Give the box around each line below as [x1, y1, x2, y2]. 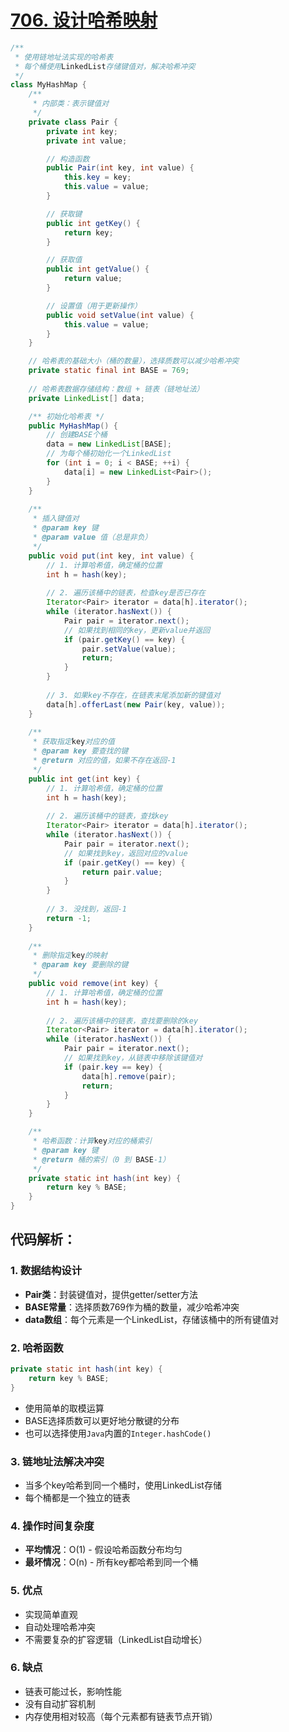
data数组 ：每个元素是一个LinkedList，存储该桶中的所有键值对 [24, 1313, 280, 1325]
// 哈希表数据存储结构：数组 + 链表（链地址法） [28, 384, 205, 394]
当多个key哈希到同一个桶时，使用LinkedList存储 [24, 1479, 222, 1491]
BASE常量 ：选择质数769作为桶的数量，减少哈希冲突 [24, 1301, 240, 1313]
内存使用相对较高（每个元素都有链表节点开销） [24, 1710, 218, 1722]
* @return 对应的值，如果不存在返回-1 [32, 756, 177, 766]
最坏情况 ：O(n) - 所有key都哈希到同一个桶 [24, 1556, 199, 1568]
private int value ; [46, 136, 128, 146]
